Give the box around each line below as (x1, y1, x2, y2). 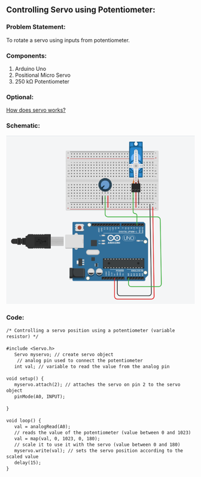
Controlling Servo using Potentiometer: (6, 5, 156, 15)
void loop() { (6, 418, 42, 424)
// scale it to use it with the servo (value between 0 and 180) (14, 442, 181, 448)
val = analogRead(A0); (14, 424, 71, 430)
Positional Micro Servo (14, 71, 71, 79)
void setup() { (6, 375, 44, 382)
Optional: (6, 93, 34, 101)
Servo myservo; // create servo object (14, 351, 114, 358)
